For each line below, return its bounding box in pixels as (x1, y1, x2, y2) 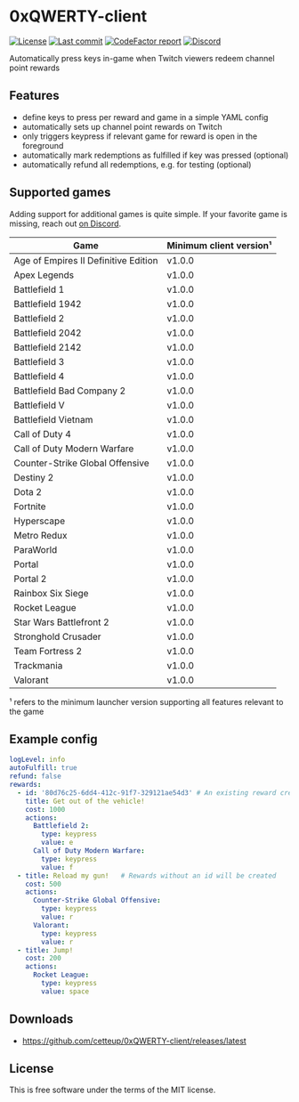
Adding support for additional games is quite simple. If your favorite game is (9, 208, 287, 219)
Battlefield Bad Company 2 (13, 385, 126, 397)
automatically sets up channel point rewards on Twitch (21, 121, 222, 132)
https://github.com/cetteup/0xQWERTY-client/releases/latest (21, 1035, 246, 1046)
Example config (9, 732, 98, 747)
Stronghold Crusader (13, 630, 101, 643)
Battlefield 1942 (13, 297, 82, 310)
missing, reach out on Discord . (9, 218, 122, 229)
